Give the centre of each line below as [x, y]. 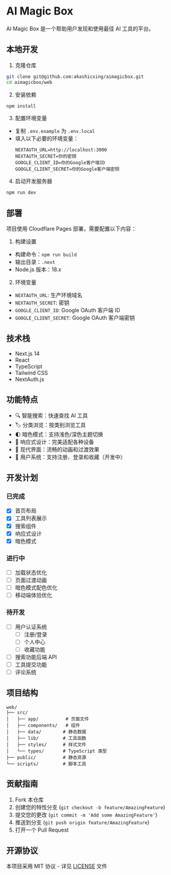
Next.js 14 [27, 353]
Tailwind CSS [31, 373]
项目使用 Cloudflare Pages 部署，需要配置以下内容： [71, 229]
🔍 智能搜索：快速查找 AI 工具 [51, 415]
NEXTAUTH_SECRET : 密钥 [42, 303]
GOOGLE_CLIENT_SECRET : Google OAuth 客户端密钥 [75, 318]
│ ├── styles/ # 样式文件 [46, 745]
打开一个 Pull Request [42, 830]
